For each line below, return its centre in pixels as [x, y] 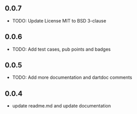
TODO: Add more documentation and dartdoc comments [72, 77]
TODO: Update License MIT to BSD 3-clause [59, 20]
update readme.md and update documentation [62, 106]
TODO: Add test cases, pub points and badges [61, 49]
